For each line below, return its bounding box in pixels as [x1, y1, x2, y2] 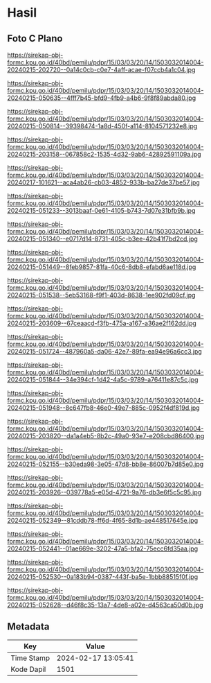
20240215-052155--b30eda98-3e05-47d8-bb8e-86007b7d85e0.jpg [7, 460, 204, 468]
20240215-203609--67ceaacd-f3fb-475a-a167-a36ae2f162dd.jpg [7, 319, 197, 327]
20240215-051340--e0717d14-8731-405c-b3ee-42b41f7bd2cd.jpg [7, 234, 199, 243]
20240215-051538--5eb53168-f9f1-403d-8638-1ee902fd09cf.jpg [7, 291, 196, 299]
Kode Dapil [10, 664, 46, 674]
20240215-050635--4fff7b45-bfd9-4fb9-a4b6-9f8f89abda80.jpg [7, 94, 196, 102]
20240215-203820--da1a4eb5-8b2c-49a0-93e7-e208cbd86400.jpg [7, 432, 205, 440]
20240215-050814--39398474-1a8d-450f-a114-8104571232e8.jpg [7, 122, 198, 130]
